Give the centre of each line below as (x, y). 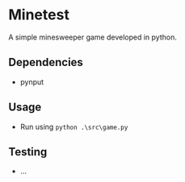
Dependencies (46, 62)
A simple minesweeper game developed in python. (93, 37)
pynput (32, 81)
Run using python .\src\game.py (74, 126)
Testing (28, 152)
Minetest (39, 15)
